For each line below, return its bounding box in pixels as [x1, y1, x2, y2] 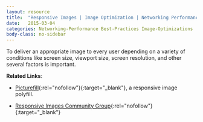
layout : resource [6, 8, 50, 15]
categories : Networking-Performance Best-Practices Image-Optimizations [6, 25, 193, 32]
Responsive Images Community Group [14, 102, 111, 109]
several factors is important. [6, 61, 76, 68]
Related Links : [6, 72, 43, 80]
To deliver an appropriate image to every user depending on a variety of [6, 48, 185, 55]
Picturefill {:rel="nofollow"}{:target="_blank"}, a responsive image [14, 84, 178, 91]
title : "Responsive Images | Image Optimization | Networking [6, 14, 169, 21]
